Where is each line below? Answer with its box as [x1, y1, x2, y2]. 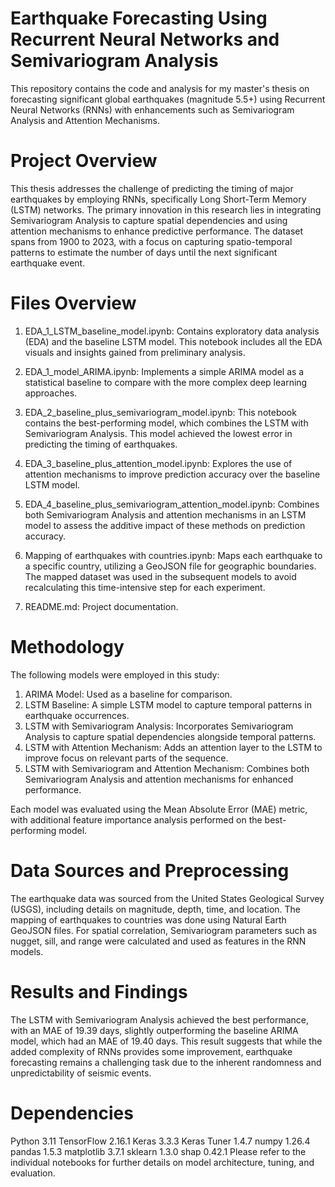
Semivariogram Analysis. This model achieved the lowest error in [24, 427, 293, 439]
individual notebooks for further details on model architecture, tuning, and [10, 1156, 315, 1168]
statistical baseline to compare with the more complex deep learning [24, 376, 308, 388]
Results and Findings [10, 980, 188, 1003]
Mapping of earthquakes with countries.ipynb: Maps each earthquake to [24, 549, 323, 561]
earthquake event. [10, 257, 86, 269]
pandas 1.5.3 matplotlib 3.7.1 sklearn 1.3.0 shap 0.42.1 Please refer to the [10, 1145, 307, 1157]
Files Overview [10, 292, 137, 315]
